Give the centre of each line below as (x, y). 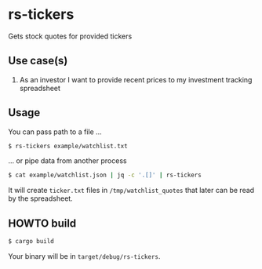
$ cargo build (31, 242)
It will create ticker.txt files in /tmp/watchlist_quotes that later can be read (131, 191)
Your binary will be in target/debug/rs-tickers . (84, 256)
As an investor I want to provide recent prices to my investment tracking (136, 79)
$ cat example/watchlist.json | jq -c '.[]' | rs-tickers (105, 175)
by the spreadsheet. (40, 198)
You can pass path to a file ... (55, 132)
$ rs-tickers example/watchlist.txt (68, 146)
